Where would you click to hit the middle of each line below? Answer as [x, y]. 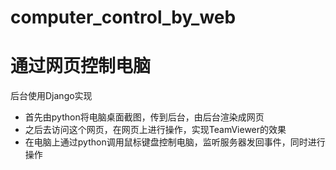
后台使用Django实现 [51, 96]
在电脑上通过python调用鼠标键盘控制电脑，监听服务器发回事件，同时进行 [175, 142]
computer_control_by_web [123, 17]
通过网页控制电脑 [81, 66]
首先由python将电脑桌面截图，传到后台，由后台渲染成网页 [144, 117]
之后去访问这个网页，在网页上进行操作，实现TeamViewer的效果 [155, 130]
